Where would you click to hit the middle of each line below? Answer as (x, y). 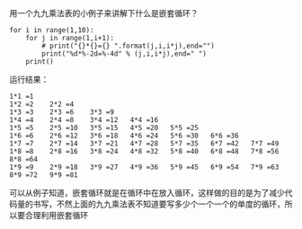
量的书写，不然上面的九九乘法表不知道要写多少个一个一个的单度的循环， (151, 204)
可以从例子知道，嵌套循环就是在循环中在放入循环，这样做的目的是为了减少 (147, 193)
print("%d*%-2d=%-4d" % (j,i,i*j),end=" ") (124, 54)
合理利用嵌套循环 (56, 215)
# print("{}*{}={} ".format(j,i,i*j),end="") (129, 46)
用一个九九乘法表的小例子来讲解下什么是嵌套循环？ (104, 13)
